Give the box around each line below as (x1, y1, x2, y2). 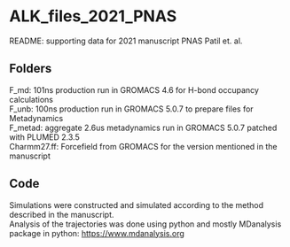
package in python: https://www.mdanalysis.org (9, 228, 184, 238)
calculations (9, 94, 53, 104)
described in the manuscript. (9, 209, 114, 220)
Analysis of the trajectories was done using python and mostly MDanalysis (9, 219, 282, 229)
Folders (9, 61, 52, 76)
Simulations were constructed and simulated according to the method (9, 199, 264, 210)
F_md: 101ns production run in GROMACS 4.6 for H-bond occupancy (9, 84, 260, 95)
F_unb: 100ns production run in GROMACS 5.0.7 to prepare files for (9, 104, 255, 114)
